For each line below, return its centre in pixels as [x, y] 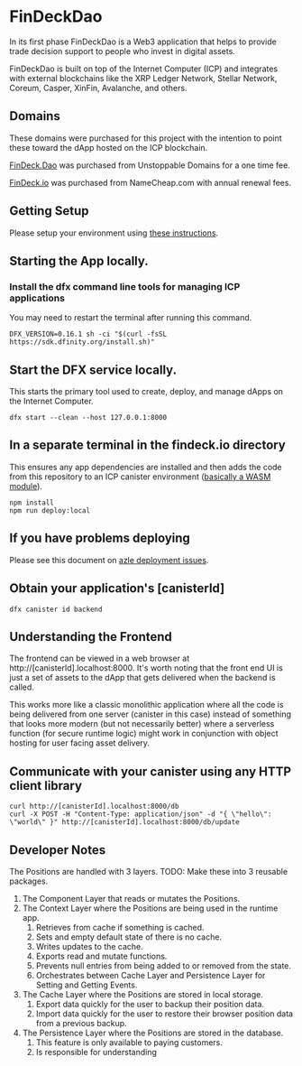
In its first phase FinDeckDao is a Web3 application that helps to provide [143, 42]
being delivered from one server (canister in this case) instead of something [150, 714]
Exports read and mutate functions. [101, 956]
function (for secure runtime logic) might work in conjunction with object [144, 734]
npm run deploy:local [50, 510]
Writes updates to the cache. [90, 946]
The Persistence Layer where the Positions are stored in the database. [153, 1033]
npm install [32, 503]
